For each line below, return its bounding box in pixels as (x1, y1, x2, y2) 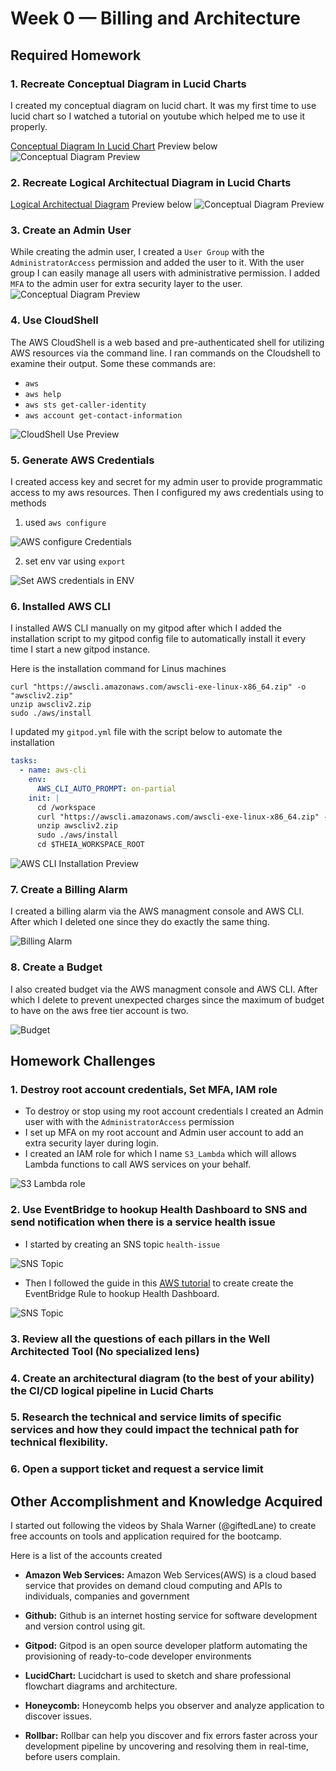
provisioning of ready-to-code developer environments (24, 1650, 252, 1662)
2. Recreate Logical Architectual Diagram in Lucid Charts (10, 175, 292, 189)
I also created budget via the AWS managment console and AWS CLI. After (10, 983, 318, 995)
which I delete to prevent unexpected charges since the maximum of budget (10, 993, 325, 1006)
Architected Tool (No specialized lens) (10, 1344, 200, 1358)
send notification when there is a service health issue (10, 1215, 276, 1229)
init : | (28, 793, 60, 803)
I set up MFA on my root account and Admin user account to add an (24, 1127, 304, 1139)
